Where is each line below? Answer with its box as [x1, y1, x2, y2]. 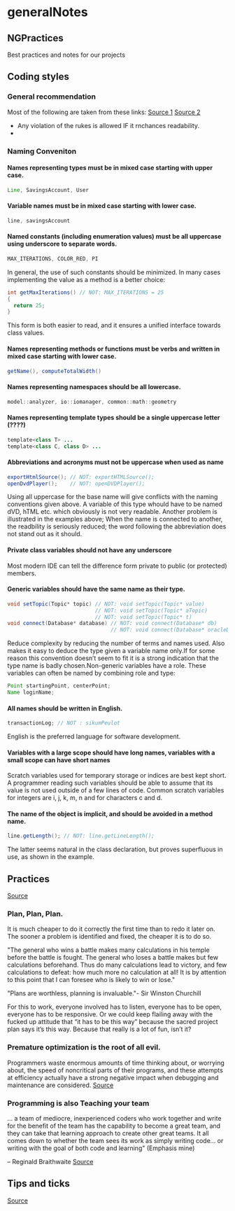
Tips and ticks [7, 1177, 70, 1190]
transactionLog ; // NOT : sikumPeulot [7, 720, 120, 727]
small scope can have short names [7, 755, 111, 764]
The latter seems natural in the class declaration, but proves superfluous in [7, 845, 223, 854]
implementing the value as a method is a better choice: [7, 275, 166, 283]
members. [7, 568, 37, 577]
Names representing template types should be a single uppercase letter [7, 414, 220, 422]
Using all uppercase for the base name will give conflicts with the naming [7, 493, 218, 501]
